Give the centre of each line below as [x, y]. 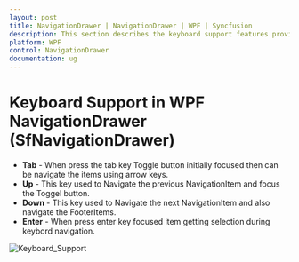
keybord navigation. [58, 231]
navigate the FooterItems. [69, 212]
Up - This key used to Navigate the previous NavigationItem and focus [151, 184]
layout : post [33, 17]
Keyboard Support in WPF [107, 103]
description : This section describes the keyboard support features [139, 34]
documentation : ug [43, 59]
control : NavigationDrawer [59, 51]
